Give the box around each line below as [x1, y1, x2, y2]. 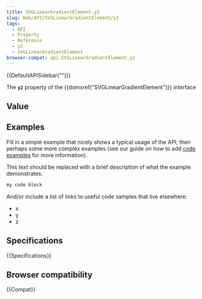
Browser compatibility [6, 270, 93, 280]
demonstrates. [6, 169, 43, 177]
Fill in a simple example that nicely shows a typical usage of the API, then [6, 138, 191, 146]
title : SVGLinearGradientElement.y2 [6, 9, 100, 15]
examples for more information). [6, 151, 88, 158]
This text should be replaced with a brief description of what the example [6, 163, 191, 171]
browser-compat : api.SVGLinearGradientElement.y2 [6, 55, 136, 61]
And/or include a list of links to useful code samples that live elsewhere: [6, 193, 188, 200]
